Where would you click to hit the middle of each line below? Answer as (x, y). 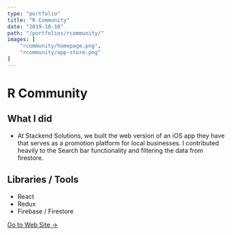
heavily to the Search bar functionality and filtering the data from (110, 150)
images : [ (22, 40)
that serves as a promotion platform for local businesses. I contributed (118, 143)
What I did (30, 119)
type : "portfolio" (34, 14)
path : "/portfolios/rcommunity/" (56, 33)
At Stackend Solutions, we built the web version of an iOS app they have (121, 136)
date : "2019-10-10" (36, 26)
